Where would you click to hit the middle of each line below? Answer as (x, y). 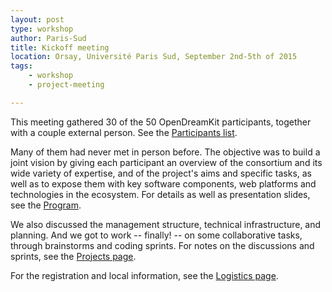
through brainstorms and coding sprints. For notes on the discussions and (162, 245)
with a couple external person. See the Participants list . (124, 132)
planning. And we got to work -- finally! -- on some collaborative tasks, (156, 235)
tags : (21, 66)
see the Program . (46, 205)
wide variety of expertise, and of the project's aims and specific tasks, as (161, 173)
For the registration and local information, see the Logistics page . (144, 275)
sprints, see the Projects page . (73, 256)
